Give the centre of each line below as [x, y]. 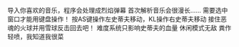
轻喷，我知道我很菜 [36, 36]
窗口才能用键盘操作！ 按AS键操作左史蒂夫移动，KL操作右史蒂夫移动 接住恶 [117, 19]
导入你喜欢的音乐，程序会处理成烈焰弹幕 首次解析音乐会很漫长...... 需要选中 [118, 10]
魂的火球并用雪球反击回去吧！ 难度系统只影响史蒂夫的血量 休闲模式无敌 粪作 [119, 28]
